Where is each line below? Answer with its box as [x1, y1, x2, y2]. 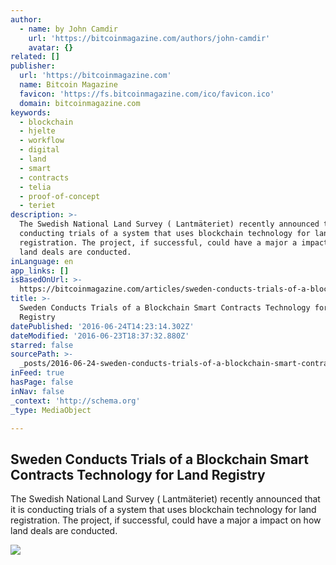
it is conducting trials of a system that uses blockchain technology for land [10, 504, 317, 516]
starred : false [10, 340, 74, 350]
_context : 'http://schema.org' [10, 396, 141, 406]
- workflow [19, 136, 65, 146]
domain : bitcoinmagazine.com [19, 98, 141, 108]
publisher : [10, 61, 56, 71]
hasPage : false [10, 377, 74, 387]
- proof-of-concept [19, 191, 101, 201]
